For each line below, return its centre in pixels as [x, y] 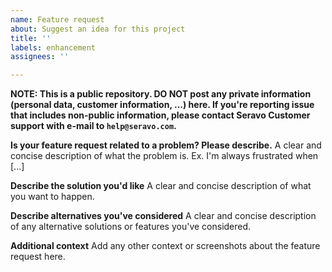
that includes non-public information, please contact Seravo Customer [160, 115]
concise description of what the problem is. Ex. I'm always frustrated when [164, 156]
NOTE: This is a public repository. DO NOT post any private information [161, 94]
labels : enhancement [53, 47]
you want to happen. [52, 197]
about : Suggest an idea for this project [98, 29]
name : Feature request [57, 19]
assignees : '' [40, 57]
